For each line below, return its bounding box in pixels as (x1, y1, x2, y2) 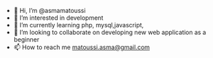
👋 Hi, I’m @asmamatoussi (13, 7, 86, 14)
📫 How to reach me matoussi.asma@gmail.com (13, 43, 150, 51)
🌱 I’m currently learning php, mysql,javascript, (13, 21, 144, 29)
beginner (13, 35, 40, 44)
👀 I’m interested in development (13, 14, 104, 22)
